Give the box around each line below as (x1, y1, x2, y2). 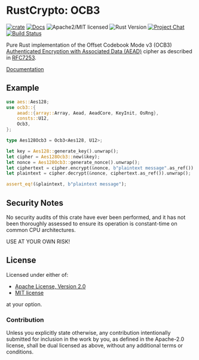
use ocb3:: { (6, 104, 36, 111)
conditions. (6, 348, 34, 356)
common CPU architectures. (6, 226, 76, 233)
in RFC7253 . (6, 54, 37, 61)
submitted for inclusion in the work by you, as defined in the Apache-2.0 (6, 335, 184, 343)
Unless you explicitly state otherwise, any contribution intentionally (6, 330, 171, 337)
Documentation (6, 65, 44, 72)
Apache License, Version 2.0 (14, 282, 86, 290)
